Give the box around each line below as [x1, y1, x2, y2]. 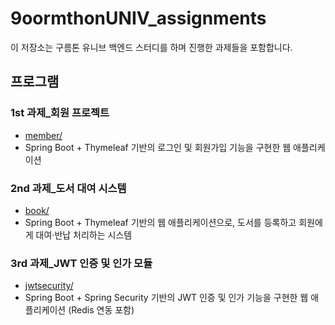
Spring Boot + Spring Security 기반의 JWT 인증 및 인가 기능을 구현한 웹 [24, 292, 309, 304]
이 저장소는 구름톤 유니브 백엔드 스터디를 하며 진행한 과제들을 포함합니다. [10, 41, 293, 53]
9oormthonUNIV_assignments [10, 7, 267, 30]
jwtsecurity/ [24, 280, 74, 292]
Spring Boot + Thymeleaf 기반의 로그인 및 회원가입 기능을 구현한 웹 [24, 141, 292, 153]
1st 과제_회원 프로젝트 [10, 106, 110, 120]
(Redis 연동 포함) [68, 304, 135, 316]
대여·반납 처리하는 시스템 [35, 228, 133, 241]
